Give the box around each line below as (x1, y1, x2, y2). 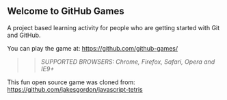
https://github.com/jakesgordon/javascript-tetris (7, 85, 144, 93)
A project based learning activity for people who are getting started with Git (7, 23, 220, 32)
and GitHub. (7, 31, 41, 39)
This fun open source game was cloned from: (7, 78, 135, 86)
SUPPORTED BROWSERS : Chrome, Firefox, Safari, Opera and (40, 58, 215, 66)
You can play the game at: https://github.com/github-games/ (7, 44, 178, 52)
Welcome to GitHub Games (7, 5, 124, 17)
